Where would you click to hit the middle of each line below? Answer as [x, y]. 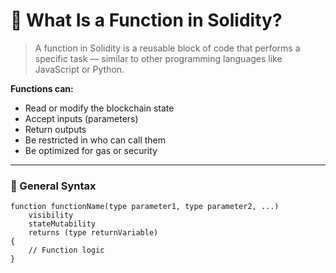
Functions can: [42, 88]
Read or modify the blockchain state [99, 108]
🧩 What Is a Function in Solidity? [146, 20]
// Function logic [66, 250]
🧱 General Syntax [53, 186]
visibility [51, 215]
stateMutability [62, 224]
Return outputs [55, 129]
